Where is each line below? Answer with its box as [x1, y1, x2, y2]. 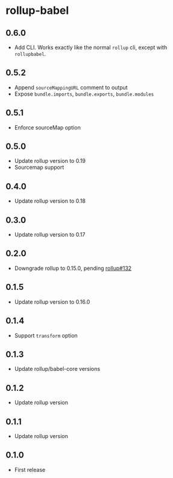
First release [14, 466, 46, 473]
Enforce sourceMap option [14, 123, 81, 131]
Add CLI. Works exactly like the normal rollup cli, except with [14, 44, 168, 51]
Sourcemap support [14, 164, 64, 171]
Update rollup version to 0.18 [14, 197, 86, 205]
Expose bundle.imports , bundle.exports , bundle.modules [14, 90, 154, 97]
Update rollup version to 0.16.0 [14, 298, 90, 306]
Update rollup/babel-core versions [14, 365, 101, 373]
